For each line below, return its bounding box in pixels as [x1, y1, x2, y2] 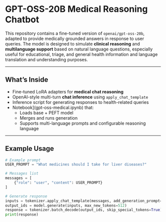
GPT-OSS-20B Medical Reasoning [5, 3, 148, 15]
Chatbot [5, 14, 40, 25]
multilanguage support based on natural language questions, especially [5, 46, 153, 52]
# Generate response [5, 194, 48, 199]
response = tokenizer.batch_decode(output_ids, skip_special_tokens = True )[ [5, 208, 165, 213]
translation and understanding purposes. [5, 56, 88, 62]
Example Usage [5, 144, 54, 153]
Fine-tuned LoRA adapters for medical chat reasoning [12, 89, 124, 94]
